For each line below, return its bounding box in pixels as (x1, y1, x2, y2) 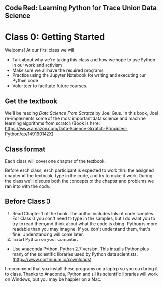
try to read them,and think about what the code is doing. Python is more (12, 220, 158, 227)
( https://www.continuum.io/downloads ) (12, 256, 92, 262)
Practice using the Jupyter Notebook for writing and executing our (12, 72, 146, 78)
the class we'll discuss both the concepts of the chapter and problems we (5, 178, 154, 184)
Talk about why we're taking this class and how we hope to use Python (12, 57, 156, 63)
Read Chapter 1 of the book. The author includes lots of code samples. (12, 210, 155, 216)
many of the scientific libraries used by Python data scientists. (12, 251, 138, 257)
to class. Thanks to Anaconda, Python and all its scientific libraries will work (5, 271, 158, 277)
